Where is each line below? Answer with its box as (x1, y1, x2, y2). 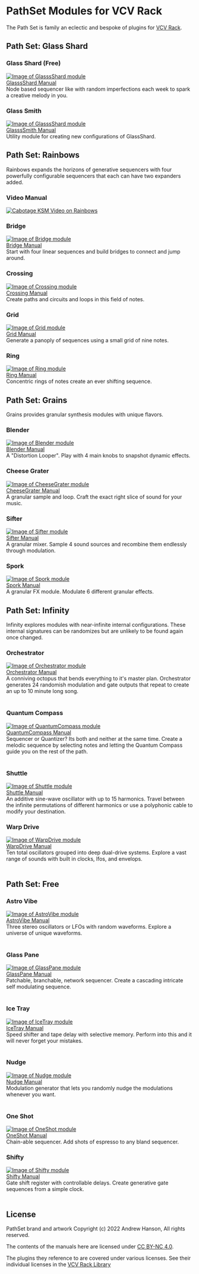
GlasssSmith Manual (6, 126, 56, 134)
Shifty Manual (6, 1173, 40, 1180)
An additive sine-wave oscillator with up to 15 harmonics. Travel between (6, 795, 185, 802)
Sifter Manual (6, 534, 39, 541)
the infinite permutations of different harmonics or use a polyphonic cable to (6, 801, 193, 809)
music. (6, 499, 23, 506)
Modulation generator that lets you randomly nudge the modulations (6, 1084, 173, 1091)
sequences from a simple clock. (6, 1186, 84, 1193)
